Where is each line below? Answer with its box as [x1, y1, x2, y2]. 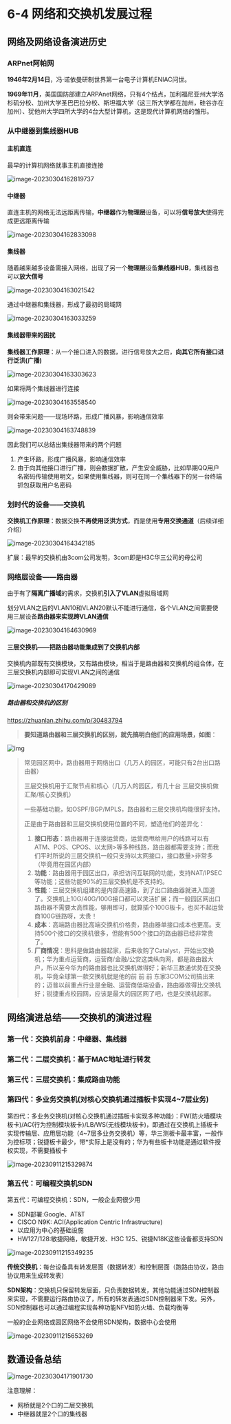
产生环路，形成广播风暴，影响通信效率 [16, 454, 126, 463]
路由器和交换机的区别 [7, 699, 67, 707]
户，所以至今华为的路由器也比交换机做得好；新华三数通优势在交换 [34, 963, 221, 972]
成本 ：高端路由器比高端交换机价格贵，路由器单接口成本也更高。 [34, 921, 215, 929]
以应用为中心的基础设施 [16, 1226, 84, 1234]
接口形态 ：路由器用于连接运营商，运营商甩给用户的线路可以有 [34, 834, 210, 843]
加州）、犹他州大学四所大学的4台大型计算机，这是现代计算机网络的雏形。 [7, 107, 213, 115]
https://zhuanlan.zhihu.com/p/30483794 [7, 716, 123, 725]
